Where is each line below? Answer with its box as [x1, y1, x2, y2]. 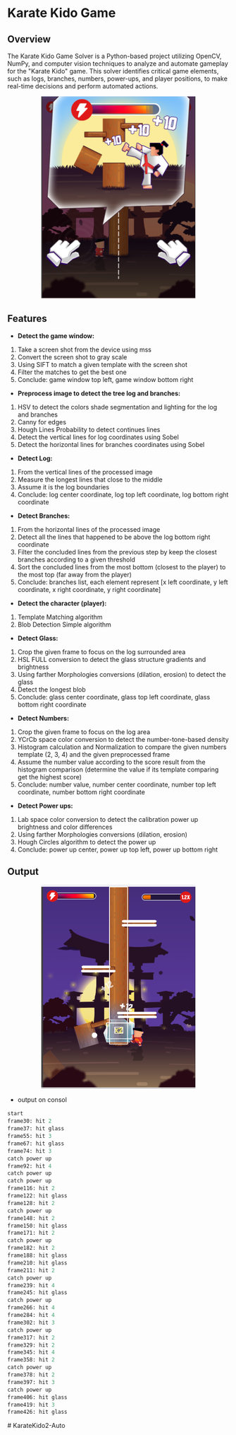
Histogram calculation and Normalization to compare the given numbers [17, 743, 227, 751]
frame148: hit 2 [7, 1214, 55, 1221]
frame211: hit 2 [7, 1267, 55, 1274]
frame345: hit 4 [7, 1349, 55, 1356]
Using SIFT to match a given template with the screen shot [17, 360, 188, 368]
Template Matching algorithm [17, 612, 104, 621]
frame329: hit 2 [7, 1342, 55, 1349]
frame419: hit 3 [7, 1401, 55, 1408]
